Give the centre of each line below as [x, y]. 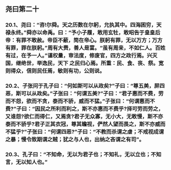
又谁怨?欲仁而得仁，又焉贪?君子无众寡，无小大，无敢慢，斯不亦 [84, 116]
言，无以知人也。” [26, 162]
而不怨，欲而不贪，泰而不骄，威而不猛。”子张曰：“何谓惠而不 [80, 101]
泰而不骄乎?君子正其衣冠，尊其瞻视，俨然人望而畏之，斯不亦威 [83, 124]
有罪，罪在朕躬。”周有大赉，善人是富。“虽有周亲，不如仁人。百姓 [85, 48]
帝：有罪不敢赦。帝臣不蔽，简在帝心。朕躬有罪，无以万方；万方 [84, 40]
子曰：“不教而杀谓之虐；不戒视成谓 [121, 132]
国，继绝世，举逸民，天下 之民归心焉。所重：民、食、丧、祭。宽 [84, 63]
